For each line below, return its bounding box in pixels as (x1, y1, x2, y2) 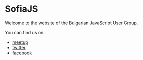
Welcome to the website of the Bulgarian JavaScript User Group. (5, 20, 138, 26)
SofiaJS (5, 3, 38, 15)
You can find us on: (5, 29, 45, 35)
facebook (12, 50, 32, 56)
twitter (12, 44, 26, 50)
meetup (12, 39, 28, 45)
